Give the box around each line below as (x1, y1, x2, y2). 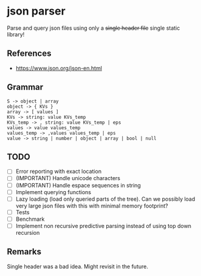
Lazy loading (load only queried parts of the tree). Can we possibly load (15, 195, 196, 203)
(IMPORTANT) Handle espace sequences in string (15, 181, 141, 189)
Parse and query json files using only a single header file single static (7, 24, 180, 32)
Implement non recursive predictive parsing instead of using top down (15, 222, 192, 229)
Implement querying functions (15, 188, 92, 195)
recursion (15, 229, 40, 236)
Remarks (7, 247, 42, 257)
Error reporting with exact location (15, 168, 102, 175)
